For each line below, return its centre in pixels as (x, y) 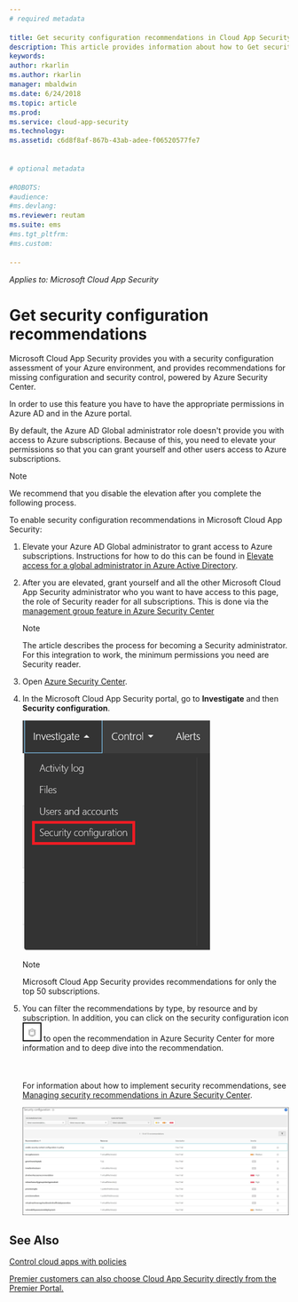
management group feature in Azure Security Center (118, 611)
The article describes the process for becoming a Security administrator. (155, 646)
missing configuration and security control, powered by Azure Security (139, 377)
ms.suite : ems (35, 225)
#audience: (29, 197)
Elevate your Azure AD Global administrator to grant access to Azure (147, 547)
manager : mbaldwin (43, 84)
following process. (43, 503)
